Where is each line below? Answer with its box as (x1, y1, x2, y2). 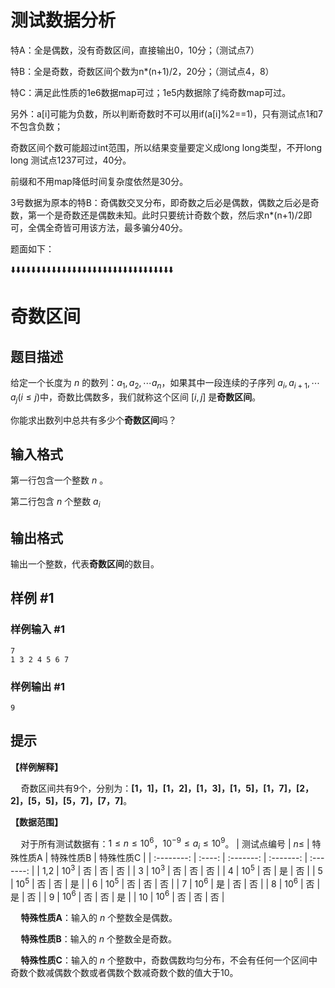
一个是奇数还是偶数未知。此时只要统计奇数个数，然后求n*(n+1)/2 (36, 209, 304, 221)
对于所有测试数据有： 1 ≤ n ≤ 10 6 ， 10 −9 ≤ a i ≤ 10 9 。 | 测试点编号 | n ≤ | (20, 836, 310, 852)
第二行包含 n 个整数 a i (10, 496, 101, 510)
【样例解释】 (10, 761, 63, 773)
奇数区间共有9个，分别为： (20, 782, 132, 794)
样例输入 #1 (10, 622, 65, 636)
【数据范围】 (10, 816, 63, 828)
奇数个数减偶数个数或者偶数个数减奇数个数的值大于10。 (10, 967, 239, 979)
